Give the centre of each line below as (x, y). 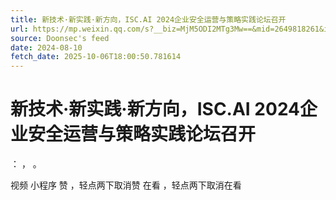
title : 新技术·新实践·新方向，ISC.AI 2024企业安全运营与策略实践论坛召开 (148, 19)
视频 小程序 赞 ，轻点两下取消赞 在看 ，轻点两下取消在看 (126, 185)
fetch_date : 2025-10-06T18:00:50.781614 (96, 57)
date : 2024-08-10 (46, 47)
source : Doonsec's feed (60, 38)
